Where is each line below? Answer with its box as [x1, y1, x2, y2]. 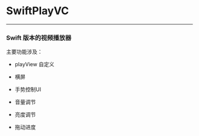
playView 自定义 [14, 61, 54, 68]
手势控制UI [14, 86, 41, 93]
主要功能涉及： [6, 48, 43, 56]
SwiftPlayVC [6, 4, 69, 18]
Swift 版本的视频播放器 [6, 34, 72, 42]
